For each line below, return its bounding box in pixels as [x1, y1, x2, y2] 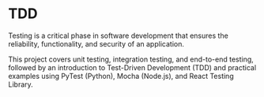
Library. [8, 80, 33, 89]
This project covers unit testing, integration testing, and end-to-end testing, [8, 54, 255, 64]
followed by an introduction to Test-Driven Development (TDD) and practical [8, 62, 257, 72]
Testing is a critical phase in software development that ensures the [8, 31, 229, 40]
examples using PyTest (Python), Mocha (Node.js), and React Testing [8, 71, 235, 80]
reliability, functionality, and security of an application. [8, 39, 184, 48]
